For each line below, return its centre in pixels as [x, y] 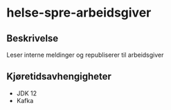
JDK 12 [27, 93]
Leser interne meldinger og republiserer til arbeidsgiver [85, 55]
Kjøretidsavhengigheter [59, 76]
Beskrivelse [33, 38]
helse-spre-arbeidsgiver [79, 13]
